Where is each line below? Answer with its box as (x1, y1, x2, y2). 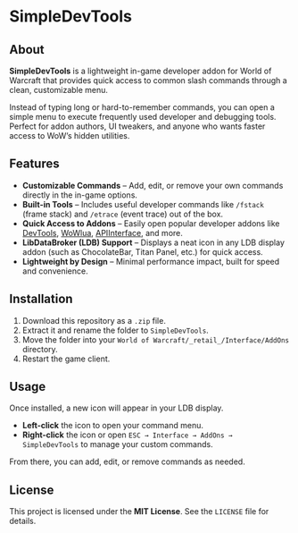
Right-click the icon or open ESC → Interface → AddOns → (21, 429, 233, 440)
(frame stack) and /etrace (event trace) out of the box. (21, 208, 224, 219)
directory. (21, 343, 58, 354)
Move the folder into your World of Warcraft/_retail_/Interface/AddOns (21, 334, 290, 345)
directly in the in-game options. (21, 190, 138, 200)
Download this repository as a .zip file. (21, 315, 167, 326)
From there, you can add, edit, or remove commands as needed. (9, 456, 245, 467)
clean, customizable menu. (9, 85, 109, 95)
